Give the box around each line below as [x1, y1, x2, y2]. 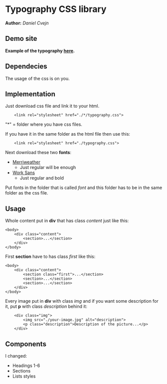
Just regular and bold [19, 175, 64, 181]
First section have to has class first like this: [5, 253, 96, 260]
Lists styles [12, 373, 36, 379]
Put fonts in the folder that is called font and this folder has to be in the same [5, 185, 163, 191]
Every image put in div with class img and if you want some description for [5, 298, 159, 304]
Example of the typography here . [5, 47, 75, 53]
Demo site [5, 34, 37, 43]
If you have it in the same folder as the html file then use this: [5, 131, 131, 137]
